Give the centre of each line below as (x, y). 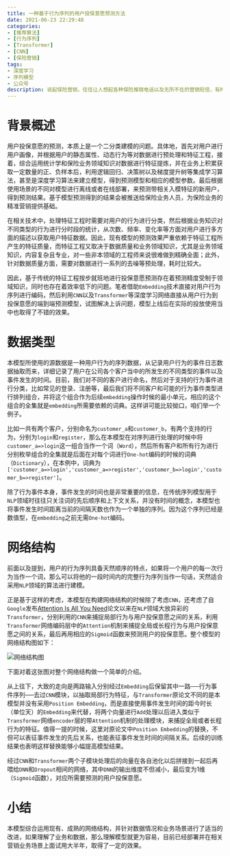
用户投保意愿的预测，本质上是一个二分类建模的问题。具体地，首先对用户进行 (115, 146)
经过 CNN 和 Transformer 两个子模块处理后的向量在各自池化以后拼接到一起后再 (113, 760)
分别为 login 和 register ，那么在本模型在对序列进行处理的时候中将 (111, 437)
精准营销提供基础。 (34, 206)
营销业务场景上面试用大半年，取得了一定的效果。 (76, 845)
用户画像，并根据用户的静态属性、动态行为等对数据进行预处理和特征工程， (112, 155)
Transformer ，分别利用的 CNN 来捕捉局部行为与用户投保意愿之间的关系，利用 (113, 616)
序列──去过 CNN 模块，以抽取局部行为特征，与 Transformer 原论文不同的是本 (117, 694)
